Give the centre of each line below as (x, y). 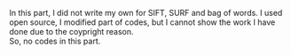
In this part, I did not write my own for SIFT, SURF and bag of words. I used (146, 13)
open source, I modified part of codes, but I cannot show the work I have (142, 22)
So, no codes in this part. (55, 41)
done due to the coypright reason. (72, 31)
